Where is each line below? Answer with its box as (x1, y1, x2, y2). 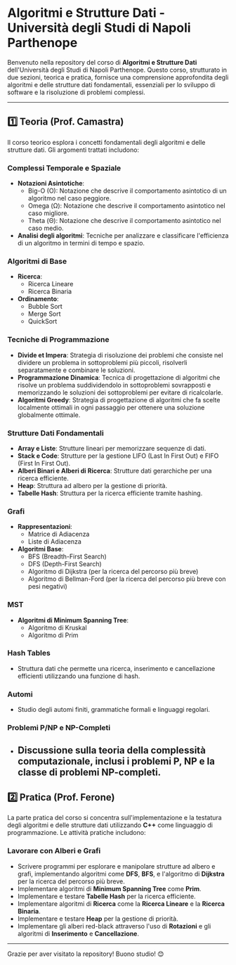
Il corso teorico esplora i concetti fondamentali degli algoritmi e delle (7, 138, 206, 146)
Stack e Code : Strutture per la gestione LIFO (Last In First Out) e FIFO (17, 452, 219, 460)
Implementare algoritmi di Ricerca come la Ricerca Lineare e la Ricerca (17, 899, 225, 908)
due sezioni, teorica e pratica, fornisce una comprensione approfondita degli (7, 72, 229, 82)
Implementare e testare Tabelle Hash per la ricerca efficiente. (17, 892, 196, 900)
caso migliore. (27, 209, 69, 217)
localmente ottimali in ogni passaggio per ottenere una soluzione (17, 403, 205, 411)
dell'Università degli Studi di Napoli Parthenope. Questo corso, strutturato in (7, 65, 227, 74)
